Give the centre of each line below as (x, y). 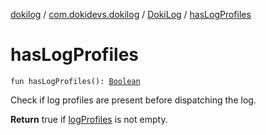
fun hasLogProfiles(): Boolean (75, 81)
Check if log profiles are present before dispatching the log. (133, 100)
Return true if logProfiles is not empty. (89, 119)
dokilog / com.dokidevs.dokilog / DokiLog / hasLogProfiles (131, 14)
